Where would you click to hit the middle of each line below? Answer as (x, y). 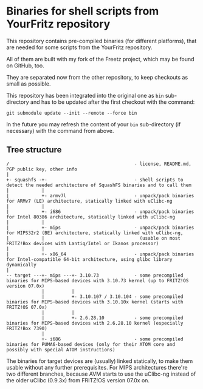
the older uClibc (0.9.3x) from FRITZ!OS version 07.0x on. (78, 380)
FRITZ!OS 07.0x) (27, 307)
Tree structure (34, 150)
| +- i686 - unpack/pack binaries (100, 211)
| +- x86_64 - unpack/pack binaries (100, 254)
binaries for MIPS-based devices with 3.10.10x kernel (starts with (95, 302)
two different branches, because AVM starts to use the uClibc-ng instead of (101, 374)
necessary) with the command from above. (60, 130)
